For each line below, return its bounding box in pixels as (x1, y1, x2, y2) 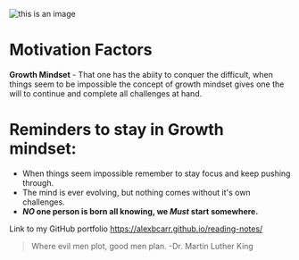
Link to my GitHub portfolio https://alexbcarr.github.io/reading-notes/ (9, 223, 263, 234)
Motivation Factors (9, 40, 153, 60)
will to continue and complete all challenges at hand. (9, 88, 203, 98)
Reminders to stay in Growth (9, 120, 225, 140)
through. (21, 177, 54, 188)
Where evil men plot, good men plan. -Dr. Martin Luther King (30, 240, 254, 251)
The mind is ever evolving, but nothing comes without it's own (21, 187, 252, 197)
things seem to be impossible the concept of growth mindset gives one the (9, 79, 285, 89)
